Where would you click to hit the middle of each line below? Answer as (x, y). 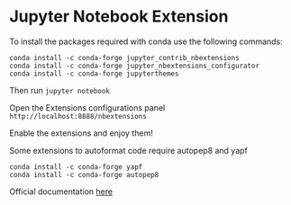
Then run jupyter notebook (59, 90)
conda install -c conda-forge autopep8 (84, 174)
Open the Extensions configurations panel (87, 107)
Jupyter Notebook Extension (119, 17)
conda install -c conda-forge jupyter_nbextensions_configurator (134, 66)
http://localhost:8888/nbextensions (78, 116)
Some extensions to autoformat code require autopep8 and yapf (128, 150)
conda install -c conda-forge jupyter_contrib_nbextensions (125, 58)
